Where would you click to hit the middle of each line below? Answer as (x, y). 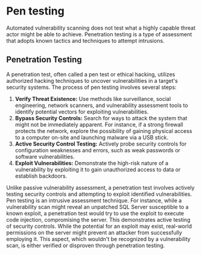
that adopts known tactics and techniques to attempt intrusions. (85, 40)
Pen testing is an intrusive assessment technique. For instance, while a (94, 200)
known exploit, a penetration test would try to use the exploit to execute (95, 213)
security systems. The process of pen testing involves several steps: (91, 87)
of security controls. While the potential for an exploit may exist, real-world (99, 226)
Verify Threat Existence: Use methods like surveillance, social (93, 98)
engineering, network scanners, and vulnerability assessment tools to (101, 105)
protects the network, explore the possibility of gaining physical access (103, 131)
